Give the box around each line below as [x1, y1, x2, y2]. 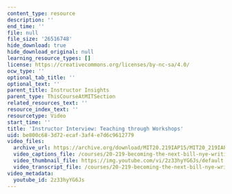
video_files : [7, 138, 45, 145]
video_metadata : [7, 170, 54, 177]
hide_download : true [7, 42, 67, 49]
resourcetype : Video [7, 112, 67, 119]
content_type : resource [7, 10, 76, 17]
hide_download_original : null [7, 49, 95, 56]
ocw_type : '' [7, 67, 45, 74]
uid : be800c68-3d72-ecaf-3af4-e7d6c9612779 [7, 131, 135, 138]
